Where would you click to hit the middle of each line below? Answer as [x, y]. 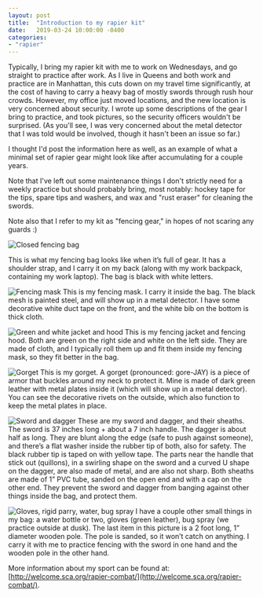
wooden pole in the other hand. [59, 553]
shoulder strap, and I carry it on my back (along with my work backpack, [126, 269]
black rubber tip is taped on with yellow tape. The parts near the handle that [131, 454]
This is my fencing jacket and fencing [185, 332]
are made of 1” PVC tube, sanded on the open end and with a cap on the [125, 479]
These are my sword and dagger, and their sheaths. [161, 421]
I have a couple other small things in [194, 511]
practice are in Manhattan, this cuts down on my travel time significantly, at [130, 84]
